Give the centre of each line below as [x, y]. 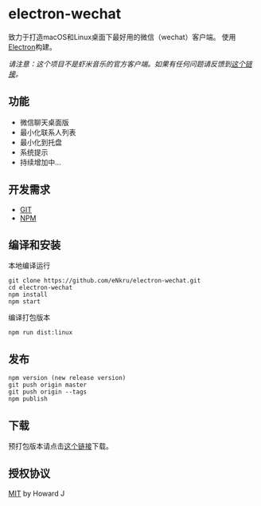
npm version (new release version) [67, 378]
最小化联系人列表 [48, 132]
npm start [25, 302]
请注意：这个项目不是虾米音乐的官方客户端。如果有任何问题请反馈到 [120, 64]
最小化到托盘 [41, 142]
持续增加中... [40, 162]
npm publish [28, 399]
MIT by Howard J [37, 493]
